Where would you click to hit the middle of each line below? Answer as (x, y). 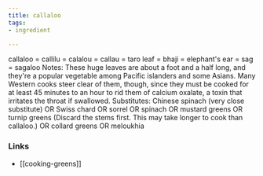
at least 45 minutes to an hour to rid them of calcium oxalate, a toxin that (125, 93)
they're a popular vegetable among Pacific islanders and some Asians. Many (132, 76)
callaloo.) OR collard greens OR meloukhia (77, 126)
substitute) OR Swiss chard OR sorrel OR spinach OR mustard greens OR (126, 109)
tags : (17, 23)
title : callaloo (35, 15)
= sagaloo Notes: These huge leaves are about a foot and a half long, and (127, 68)
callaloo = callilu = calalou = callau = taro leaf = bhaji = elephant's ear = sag (131, 59)
